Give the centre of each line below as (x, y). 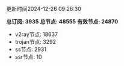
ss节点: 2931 (31, 49)
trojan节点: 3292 (35, 42)
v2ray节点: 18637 (36, 34)
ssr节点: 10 (28, 57)
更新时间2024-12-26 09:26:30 (44, 9)
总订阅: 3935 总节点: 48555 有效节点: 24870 (62, 22)
